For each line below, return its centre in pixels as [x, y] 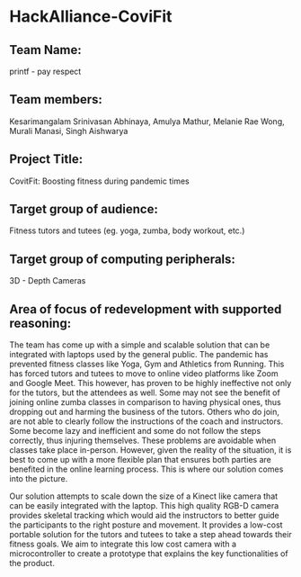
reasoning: [40, 323]
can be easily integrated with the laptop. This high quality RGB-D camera [144, 506]
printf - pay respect [45, 71]
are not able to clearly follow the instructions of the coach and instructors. [146, 421]
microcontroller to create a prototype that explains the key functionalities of [149, 554]
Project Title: [46, 159]
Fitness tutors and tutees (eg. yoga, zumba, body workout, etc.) [127, 230]
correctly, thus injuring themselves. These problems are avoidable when [143, 441]
